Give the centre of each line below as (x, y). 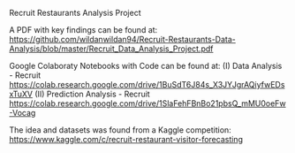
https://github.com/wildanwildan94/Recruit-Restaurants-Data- (122, 39)
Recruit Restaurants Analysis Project (75, 13)
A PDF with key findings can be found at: (83, 30)
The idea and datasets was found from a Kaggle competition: (120, 130)
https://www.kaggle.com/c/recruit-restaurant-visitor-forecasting (126, 139)
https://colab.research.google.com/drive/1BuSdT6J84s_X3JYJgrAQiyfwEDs (147, 84)
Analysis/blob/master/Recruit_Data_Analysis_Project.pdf (111, 49)
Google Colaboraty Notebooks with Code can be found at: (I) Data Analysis (146, 66)
